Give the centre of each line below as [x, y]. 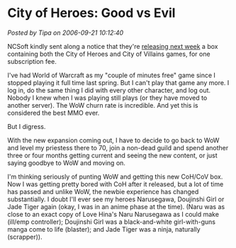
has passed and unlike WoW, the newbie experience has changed [103, 191]
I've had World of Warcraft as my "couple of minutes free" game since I [112, 75]
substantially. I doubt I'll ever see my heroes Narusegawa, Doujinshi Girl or [116, 199]
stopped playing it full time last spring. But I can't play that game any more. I [118, 82]
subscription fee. [32, 61]
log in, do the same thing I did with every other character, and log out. [109, 90]
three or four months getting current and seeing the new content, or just [112, 155]
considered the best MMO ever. [54, 113]
